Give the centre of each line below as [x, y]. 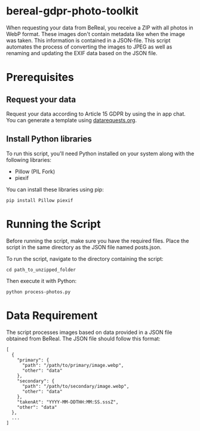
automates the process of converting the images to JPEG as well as [89, 47]
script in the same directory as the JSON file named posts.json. [84, 247]
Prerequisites [40, 78]
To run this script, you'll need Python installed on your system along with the [100, 153]
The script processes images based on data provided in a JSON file [89, 332]
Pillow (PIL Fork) [35, 171]
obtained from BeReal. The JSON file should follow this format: [83, 338]
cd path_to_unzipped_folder [41, 270]
